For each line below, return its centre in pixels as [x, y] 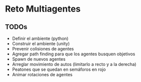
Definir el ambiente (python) [40, 38]
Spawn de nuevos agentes [39, 59]
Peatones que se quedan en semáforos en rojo [59, 69]
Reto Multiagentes [43, 9]
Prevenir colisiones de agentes [43, 49]
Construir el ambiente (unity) [41, 44]
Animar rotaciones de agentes [42, 74]
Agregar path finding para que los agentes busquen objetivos [73, 54]
